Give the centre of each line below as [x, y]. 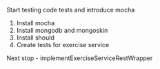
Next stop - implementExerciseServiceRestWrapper [80, 58]
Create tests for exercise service [63, 45]
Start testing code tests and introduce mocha [71, 10]
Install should [35, 38]
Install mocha [36, 23]
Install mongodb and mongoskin [62, 30]
